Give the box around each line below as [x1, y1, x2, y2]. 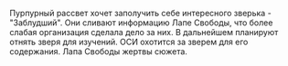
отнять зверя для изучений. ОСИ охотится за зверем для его [9, 36, 249, 47]
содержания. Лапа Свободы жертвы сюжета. [9, 46, 187, 57]
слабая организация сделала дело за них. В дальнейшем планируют [9, 27, 279, 37]
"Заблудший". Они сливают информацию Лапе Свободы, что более [9, 17, 273, 28]
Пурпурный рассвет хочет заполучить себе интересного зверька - [9, 8, 272, 18]
